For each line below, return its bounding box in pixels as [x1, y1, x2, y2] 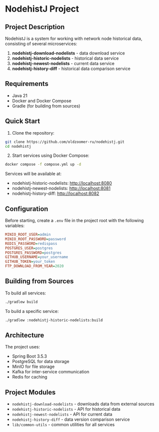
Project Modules [5, 388, 56, 397]
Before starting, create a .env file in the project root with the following [5, 218, 144, 224]
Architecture [5, 331, 45, 340]
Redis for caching [12, 374, 48, 380]
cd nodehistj [5, 144, 32, 149]
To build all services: [5, 290, 46, 296]
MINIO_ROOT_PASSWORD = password [5, 237, 66, 242]
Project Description [5, 23, 65, 31]
